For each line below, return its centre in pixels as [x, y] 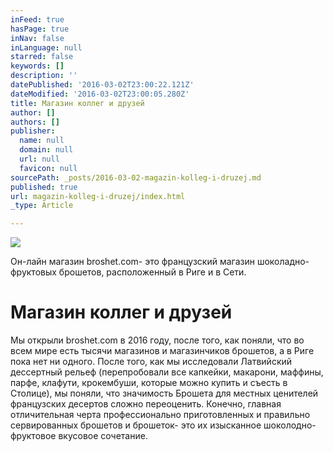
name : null [42, 141]
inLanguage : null [46, 47]
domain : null [46, 150]
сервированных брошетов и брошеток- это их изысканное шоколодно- [163, 425]
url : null [39, 159]
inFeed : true [37, 19]
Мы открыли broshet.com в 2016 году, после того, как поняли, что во [157, 340]
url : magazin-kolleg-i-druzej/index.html [98, 196]
